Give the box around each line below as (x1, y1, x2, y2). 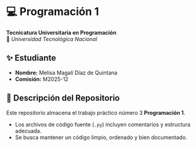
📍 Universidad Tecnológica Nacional (6, 35, 98, 42)
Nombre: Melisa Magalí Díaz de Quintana (14, 69, 118, 76)
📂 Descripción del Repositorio (6, 93, 120, 103)
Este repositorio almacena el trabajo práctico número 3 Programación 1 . (6, 109, 186, 116)
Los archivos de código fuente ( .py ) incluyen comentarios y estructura (14, 120, 191, 128)
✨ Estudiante (6, 53, 56, 64)
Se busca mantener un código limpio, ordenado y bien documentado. (14, 134, 188, 141)
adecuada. (14, 127, 42, 134)
